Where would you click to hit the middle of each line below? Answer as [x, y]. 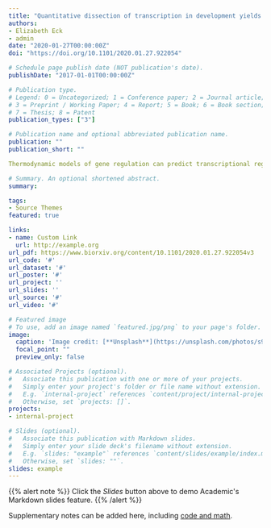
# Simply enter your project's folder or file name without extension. [135, 387]
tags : [17, 201]
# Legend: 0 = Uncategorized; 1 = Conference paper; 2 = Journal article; [137, 98]
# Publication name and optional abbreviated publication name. [119, 135]
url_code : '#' [32, 260]
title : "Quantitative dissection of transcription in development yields [135, 16]
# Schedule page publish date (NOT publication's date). [106, 68]
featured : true [34, 216]
